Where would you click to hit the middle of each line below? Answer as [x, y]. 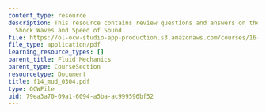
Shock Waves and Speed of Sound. [70, 30]
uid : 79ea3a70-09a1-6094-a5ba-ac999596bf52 [81, 96]
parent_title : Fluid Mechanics [60, 60]
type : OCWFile [32, 89]
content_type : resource [47, 15]
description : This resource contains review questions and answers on [127, 23]
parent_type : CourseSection [55, 67]
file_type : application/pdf [55, 45]
